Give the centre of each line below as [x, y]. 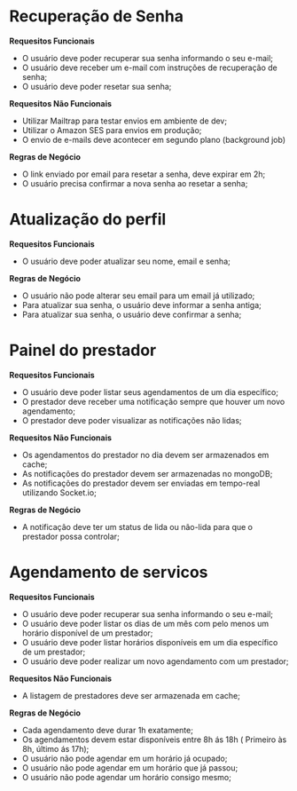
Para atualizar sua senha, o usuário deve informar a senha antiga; [141, 305]
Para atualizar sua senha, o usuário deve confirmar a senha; [132, 314]
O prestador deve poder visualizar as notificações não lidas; [132, 420]
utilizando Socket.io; [59, 492]
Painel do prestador [83, 350]
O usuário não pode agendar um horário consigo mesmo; [127, 777]
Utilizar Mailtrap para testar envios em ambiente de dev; [125, 121]
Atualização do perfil [88, 220]
